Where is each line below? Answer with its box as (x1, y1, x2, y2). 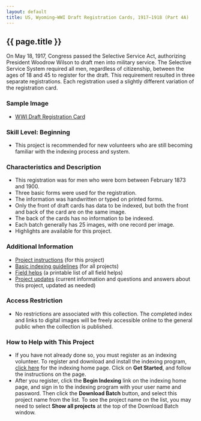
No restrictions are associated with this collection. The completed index (14, 310, 193, 317)
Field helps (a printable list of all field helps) (14, 269, 123, 276)
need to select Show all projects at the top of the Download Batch (14, 402, 179, 410)
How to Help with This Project (6, 338, 94, 346)
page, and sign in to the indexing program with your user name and (14, 383, 181, 390)
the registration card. (6, 85, 58, 92)
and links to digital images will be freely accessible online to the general (14, 316, 193, 324)
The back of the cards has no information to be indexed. (14, 215, 154, 222)
